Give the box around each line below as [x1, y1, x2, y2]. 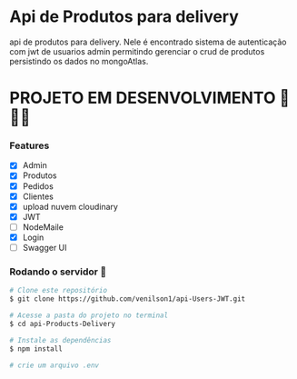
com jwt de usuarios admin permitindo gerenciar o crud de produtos [9, 45, 265, 56]
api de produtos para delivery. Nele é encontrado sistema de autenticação [9, 36, 287, 47]
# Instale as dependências [9, 335, 112, 344]
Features [9, 139, 50, 152]
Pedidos [22, 180, 54, 192]
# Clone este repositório [9, 286, 107, 295]
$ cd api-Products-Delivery [9, 319, 116, 328]
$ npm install [9, 344, 64, 354]
